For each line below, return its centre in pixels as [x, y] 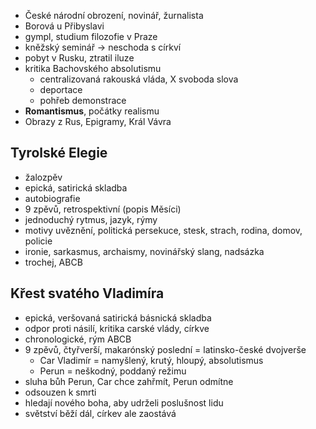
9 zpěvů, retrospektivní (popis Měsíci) [103, 209]
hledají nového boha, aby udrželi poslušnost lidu [124, 402]
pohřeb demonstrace [83, 100]
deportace [61, 89]
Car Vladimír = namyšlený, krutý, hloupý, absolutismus [151, 360]
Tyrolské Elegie [59, 153]
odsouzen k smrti [60, 392]
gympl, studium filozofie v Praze [91, 36]
